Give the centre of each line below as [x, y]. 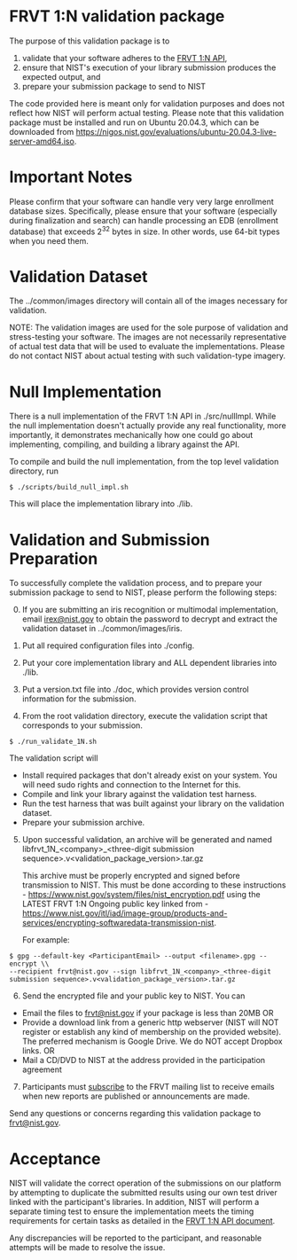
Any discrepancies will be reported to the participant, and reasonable [136, 1238]
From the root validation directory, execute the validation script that [145, 716]
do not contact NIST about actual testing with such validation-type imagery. [148, 356]
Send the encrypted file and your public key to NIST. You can [133, 996]
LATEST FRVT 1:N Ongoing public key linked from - [115, 904]
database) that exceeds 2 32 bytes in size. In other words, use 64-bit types [145, 231]
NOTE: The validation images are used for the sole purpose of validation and [149, 328]
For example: [46, 940]
